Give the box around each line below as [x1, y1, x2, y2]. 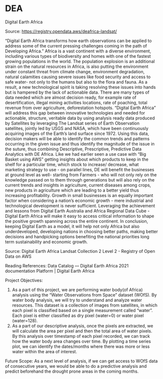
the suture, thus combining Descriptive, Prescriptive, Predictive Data [5, 146, 142, 152]
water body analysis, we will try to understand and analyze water [12, 297, 142, 303]
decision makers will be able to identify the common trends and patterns [5, 135, 150, 141]
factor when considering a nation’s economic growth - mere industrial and [5, 198, 153, 203]
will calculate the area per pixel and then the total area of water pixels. [12, 328, 152, 334]
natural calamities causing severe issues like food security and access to [5, 74, 151, 80]
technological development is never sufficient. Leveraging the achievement [5, 202, 155, 209]
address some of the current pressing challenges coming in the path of [5, 43, 147, 49]
